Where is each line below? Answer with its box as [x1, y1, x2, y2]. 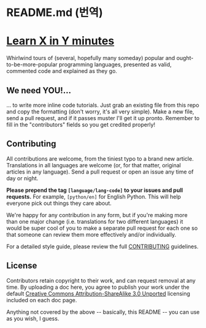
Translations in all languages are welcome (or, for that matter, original [6, 161, 181, 169]
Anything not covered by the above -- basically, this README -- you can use [6, 308, 200, 316]
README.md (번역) [6, 6, 103, 20]
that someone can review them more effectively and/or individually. [6, 231, 177, 238]
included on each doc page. [6, 296, 77, 303]
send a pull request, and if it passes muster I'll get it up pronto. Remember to [6, 114, 200, 121]
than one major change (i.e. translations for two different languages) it [6, 218, 183, 225]
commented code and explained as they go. [6, 67, 118, 75]
